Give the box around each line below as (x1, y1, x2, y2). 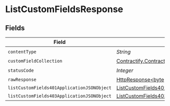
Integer (116, 67, 134, 74)
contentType (8, 49, 37, 55)
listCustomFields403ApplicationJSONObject (8, 93, 112, 99)
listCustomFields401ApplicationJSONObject (8, 85, 112, 90)
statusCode (8, 67, 34, 73)
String (116, 48, 131, 55)
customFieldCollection (8, 58, 62, 64)
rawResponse (8, 77, 37, 82)
